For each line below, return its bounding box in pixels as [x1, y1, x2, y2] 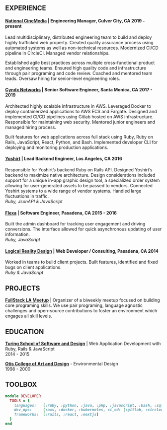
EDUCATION [5, 327, 44, 336]
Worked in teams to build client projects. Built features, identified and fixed [5, 259, 158, 265]
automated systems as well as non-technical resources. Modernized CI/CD [5, 45, 159, 51]
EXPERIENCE [5, 4, 46, 12]
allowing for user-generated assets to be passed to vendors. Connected [5, 183, 153, 188]
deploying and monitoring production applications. [5, 144, 108, 150]
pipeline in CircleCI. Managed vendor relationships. [5, 50, 110, 56]
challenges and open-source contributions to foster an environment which [5, 308, 158, 314]
